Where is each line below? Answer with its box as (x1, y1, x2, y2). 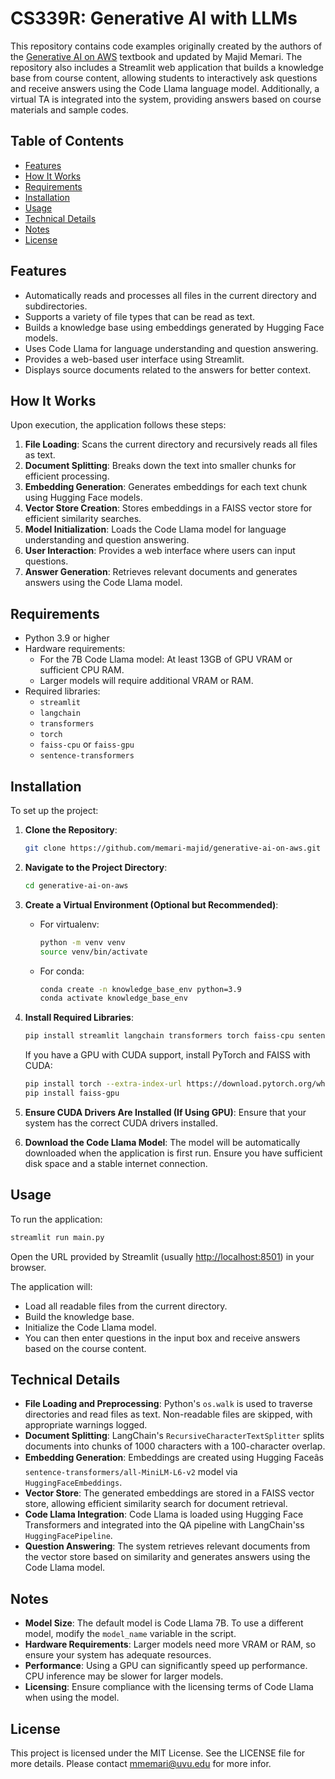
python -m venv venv (39, 937, 126, 947)
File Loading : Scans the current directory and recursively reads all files (24, 438, 318, 451)
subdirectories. (24, 300, 88, 312)
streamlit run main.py (10, 1232, 105, 1242)
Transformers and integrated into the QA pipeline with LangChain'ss (24, 1519, 305, 1531)
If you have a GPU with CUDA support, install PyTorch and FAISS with (24, 1049, 311, 1061)
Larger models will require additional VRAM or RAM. (39, 675, 254, 687)
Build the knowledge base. (24, 1310, 135, 1322)
